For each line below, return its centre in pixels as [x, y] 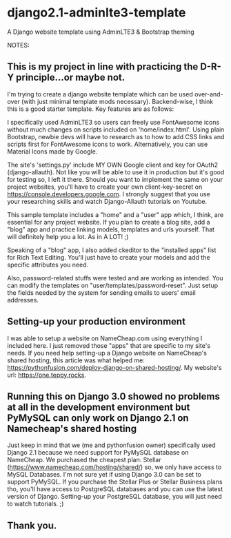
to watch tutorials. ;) [36, 504]
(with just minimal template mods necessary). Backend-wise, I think [118, 101]
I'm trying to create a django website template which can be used [100, 94]
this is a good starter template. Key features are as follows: [91, 109]
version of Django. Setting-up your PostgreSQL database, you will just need [114, 497]
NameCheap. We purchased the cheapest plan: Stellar [84, 460]
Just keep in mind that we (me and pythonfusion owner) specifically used [111, 445]
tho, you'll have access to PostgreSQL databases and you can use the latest [115, 489]
